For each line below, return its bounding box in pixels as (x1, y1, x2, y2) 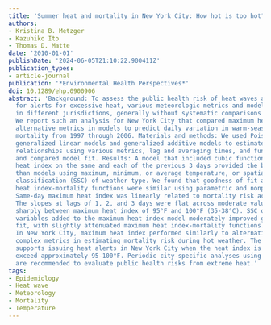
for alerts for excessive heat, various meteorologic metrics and (15, 102, 244, 110)
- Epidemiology (8, 274, 60, 282)
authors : (8, 19, 38, 27)
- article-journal (8, 72, 70, 80)
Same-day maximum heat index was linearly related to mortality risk (15, 191, 254, 200)
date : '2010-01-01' (8, 49, 74, 57)
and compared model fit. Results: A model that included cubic (15, 154, 232, 162)
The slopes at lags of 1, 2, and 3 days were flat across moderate (15, 199, 248, 207)
